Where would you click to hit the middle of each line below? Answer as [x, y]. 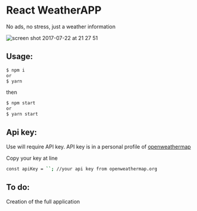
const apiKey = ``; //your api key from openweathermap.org [82, 169]
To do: [18, 187]
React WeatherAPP [54, 10]
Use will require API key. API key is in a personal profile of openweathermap [98, 146]
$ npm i [16, 70]
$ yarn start [22, 114]
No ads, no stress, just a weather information [61, 27]
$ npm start [21, 103]
